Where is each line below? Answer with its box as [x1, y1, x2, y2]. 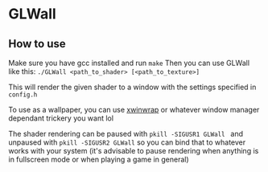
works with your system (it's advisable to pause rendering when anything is [8, 146, 259, 155]
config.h [8, 91, 38, 99]
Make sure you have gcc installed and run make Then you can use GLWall [8, 58, 250, 68]
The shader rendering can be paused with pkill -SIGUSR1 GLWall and [8, 129, 244, 138]
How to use [8, 37, 66, 51]
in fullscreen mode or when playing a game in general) [8, 154, 189, 164]
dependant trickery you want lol [8, 113, 114, 123]
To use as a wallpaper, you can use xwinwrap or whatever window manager [8, 105, 260, 114]
